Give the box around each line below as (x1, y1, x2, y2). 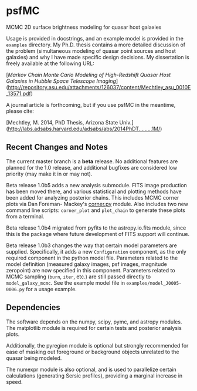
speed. (6, 378, 23, 385)
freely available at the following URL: (6, 60, 95, 67)
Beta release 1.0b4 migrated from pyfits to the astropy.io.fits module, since (6, 224, 186, 231)
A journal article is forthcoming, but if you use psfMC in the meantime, (6, 101, 176, 108)
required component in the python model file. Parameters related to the (6, 254, 178, 261)
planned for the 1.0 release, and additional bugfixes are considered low (6, 164, 178, 171)
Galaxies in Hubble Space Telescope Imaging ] (6, 77, 118, 85)
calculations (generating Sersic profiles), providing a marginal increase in (6, 372, 183, 379)
